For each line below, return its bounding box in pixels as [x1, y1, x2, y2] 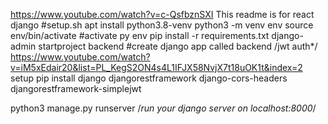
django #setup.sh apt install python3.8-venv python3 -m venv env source [10, 19, 314, 31]
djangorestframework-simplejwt [10, 83, 142, 94]
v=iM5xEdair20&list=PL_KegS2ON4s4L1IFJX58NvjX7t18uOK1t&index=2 [10, 62, 303, 73]
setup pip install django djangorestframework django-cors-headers [10, 72, 288, 84]
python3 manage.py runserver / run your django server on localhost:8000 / [10, 102, 317, 114]
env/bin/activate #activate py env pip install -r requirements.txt [10, 30, 270, 41]
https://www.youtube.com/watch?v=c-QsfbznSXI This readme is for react [10, 9, 315, 20]
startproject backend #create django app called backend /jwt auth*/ [38, 40, 318, 52]
